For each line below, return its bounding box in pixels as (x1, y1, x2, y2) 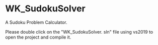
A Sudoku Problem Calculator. (5, 19, 67, 25)
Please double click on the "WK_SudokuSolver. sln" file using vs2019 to (5, 29, 153, 35)
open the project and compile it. (5, 34, 71, 40)
